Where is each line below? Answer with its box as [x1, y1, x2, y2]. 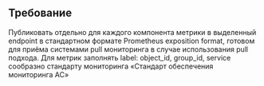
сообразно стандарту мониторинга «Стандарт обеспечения [8, 61, 214, 71]
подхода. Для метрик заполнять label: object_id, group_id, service [8, 53, 231, 62]
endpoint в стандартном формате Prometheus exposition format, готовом [8, 36, 255, 45]
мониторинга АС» [8, 69, 69, 79]
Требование [8, 6, 73, 20]
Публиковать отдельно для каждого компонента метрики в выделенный [8, 27, 257, 37]
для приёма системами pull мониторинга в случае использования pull [8, 44, 249, 54]
